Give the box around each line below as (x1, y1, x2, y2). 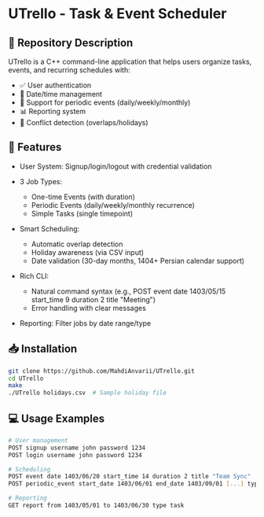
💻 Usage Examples (8, 412, 105, 425)
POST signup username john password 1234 (8, 444, 146, 452)
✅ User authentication (19, 80, 92, 90)
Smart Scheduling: (19, 223, 80, 233)
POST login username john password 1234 (8, 451, 143, 459)
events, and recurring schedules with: (8, 65, 131, 75)
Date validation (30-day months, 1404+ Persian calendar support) (31, 256, 245, 265)
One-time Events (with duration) (31, 192, 136, 201)
